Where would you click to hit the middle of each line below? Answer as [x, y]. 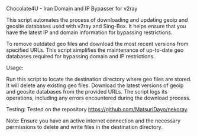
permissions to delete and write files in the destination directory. [84, 127]
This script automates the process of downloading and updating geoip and [97, 20]
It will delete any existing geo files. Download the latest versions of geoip [95, 85]
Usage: [15, 68]
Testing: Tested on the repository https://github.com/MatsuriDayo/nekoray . [98, 109]
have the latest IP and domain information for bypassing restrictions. [89, 32]
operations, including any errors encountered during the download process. [98, 98]
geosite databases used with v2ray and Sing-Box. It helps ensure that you [96, 26]
